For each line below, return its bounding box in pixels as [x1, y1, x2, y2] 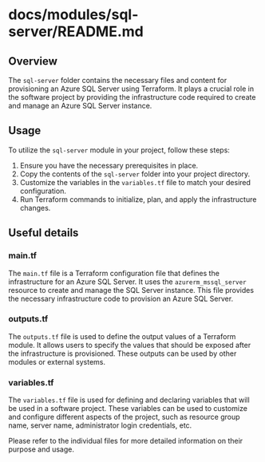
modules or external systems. [8, 357, 106, 366]
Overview [8, 54, 58, 68]
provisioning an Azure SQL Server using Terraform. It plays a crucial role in [8, 84, 254, 93]
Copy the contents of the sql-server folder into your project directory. [19, 169, 251, 179]
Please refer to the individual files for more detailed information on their [8, 436, 243, 446]
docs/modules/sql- [8, 6, 139, 24]
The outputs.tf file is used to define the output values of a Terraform [8, 331, 236, 341]
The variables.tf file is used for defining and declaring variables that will [8, 395, 250, 405]
